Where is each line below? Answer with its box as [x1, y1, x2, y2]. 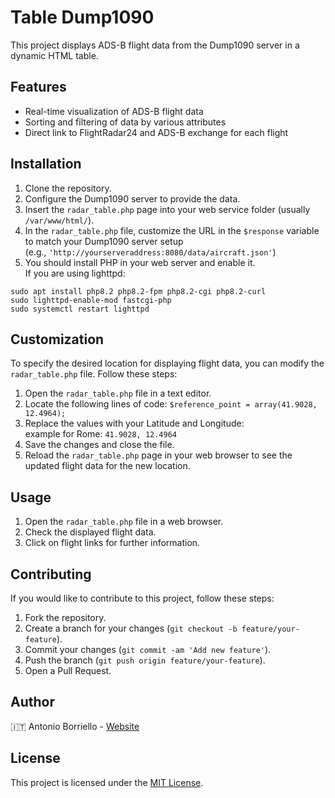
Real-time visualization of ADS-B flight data [24, 105, 204, 117]
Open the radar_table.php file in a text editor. [24, 387, 212, 400]
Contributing [10, 566, 92, 583]
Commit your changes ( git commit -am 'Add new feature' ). [24, 644, 272, 655]
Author [10, 694, 55, 711]
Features [10, 79, 67, 96]
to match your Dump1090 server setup [24, 235, 184, 247]
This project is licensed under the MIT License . [10, 776, 204, 788]
